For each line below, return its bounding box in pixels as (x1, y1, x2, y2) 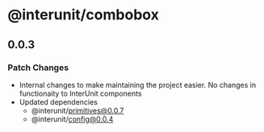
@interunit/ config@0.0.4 (31, 114, 114, 124)
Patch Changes (7, 62, 69, 73)
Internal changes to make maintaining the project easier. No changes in (19, 80, 256, 89)
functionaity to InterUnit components (19, 89, 142, 98)
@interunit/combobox (7, 6, 159, 24)
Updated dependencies (19, 97, 98, 106)
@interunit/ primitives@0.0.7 (31, 105, 124, 115)
